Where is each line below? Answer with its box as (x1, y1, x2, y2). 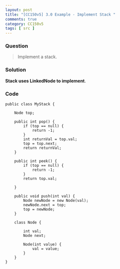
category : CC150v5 (5, 21, 44, 27)
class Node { (14, 220, 42, 225)
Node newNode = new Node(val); (23, 198, 89, 203)
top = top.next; (23, 141, 57, 146)
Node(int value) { (23, 242, 62, 247)
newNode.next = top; (23, 202, 66, 208)
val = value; (32, 246, 59, 251)
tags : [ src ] (5, 26, 35, 31)
